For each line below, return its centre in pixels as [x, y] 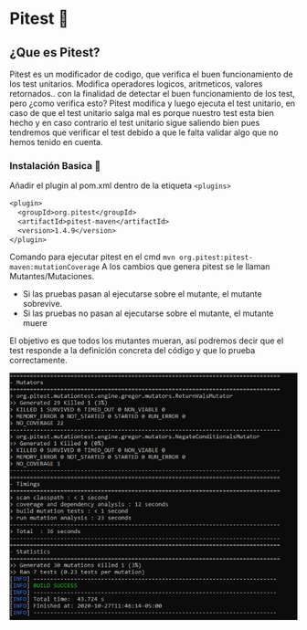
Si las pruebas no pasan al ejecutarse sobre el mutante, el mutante [148, 313]
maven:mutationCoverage [55, 268]
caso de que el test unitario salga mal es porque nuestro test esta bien [142, 113]
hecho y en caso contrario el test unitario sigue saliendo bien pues [135, 123]
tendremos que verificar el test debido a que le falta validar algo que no [144, 132]
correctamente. [38, 361]
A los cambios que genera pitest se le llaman [186, 267]
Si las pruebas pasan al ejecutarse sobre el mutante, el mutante [142, 294]
